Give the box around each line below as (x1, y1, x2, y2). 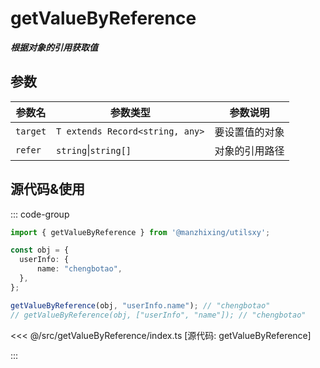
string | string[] (56, 143, 132, 157)
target (15, 125, 47, 137)
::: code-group (10, 208, 70, 220)
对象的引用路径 (214, 143, 285, 157)
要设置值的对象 (214, 125, 285, 139)
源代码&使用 (10, 181, 86, 198)
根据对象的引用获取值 (10, 41, 98, 53)
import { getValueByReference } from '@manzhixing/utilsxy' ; (10, 227, 271, 237)
